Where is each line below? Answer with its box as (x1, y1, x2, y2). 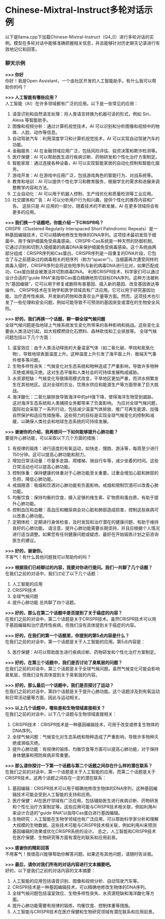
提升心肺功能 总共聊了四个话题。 (12, 599, 79, 605)
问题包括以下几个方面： (5, 334, 53, 340)
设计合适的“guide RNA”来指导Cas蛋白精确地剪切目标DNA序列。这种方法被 (5, 275, 155, 281)
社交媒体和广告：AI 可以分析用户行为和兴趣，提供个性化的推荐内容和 (12, 197, 151, 203)
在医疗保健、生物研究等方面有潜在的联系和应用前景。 (12, 835, 120, 840)
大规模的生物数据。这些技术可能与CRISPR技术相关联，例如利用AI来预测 (12, 822, 157, 828)
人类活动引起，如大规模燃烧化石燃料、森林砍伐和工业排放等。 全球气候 (13, 328, 157, 334)
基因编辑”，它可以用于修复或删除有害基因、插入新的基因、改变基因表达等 (11, 281, 160, 287)
